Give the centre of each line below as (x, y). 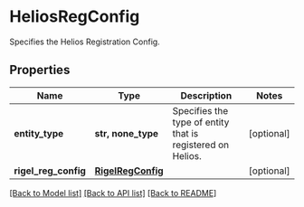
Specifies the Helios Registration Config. (85, 42)
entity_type (39, 133)
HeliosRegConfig (75, 17)
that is (185, 133)
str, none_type (127, 133)
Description (206, 95)
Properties (40, 70)
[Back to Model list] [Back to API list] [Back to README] (113, 193)
